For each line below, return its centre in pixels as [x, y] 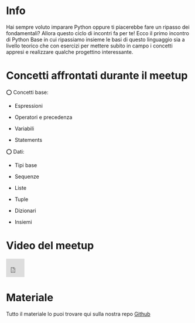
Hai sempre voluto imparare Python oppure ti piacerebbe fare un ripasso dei [98, 27]
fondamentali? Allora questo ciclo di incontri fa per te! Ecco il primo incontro [97, 33]
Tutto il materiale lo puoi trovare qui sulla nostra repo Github [78, 314]
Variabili [24, 128]
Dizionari [25, 210]
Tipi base [26, 165]
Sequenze [27, 176]
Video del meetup [50, 246]
